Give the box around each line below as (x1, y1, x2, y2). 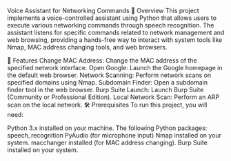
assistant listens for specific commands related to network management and (7, 28, 225, 36)
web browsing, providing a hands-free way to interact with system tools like (7, 36, 223, 44)
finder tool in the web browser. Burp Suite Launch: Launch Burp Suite (7, 86, 204, 94)
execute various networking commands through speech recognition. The (7, 21, 214, 29)
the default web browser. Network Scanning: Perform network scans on (7, 71, 212, 79)
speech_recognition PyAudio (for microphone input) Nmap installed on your (7, 131, 222, 139)
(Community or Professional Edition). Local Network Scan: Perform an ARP (7, 93, 219, 101)
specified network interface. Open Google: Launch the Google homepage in (7, 64, 223, 72)
